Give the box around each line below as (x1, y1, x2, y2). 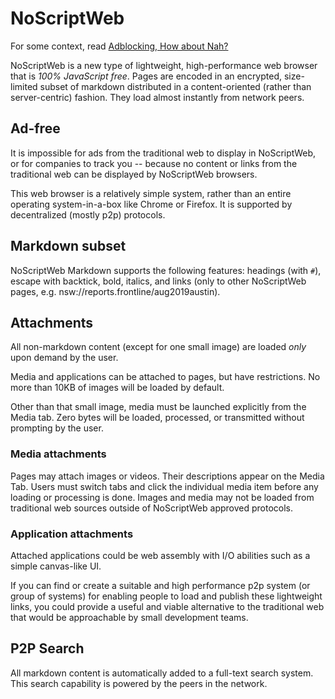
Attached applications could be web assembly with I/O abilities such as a (10, 549, 311, 561)
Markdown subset (10, 238, 127, 255)
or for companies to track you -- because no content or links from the (10, 157, 298, 169)
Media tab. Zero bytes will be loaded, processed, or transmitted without (10, 412, 305, 424)
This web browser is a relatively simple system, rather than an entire (10, 187, 292, 199)
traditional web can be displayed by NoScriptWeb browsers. (10, 168, 258, 180)
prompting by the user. (10, 422, 104, 434)
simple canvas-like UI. (10, 560, 102, 572)
